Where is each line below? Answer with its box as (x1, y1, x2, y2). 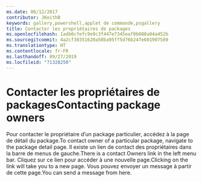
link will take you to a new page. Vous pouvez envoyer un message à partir (6, 163, 192, 170)
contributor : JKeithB (6, 14, 61, 20)
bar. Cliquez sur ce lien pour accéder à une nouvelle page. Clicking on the (6, 156, 189, 163)
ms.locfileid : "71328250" (6, 59, 71, 65)
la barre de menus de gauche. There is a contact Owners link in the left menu (6, 150, 197, 157)
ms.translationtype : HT (6, 43, 66, 49)
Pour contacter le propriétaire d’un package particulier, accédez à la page (6, 131, 189, 138)
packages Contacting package (6, 98, 161, 111)
